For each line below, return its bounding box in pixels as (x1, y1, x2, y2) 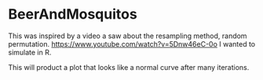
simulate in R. (8, 47, 52, 57)
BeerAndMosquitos (8, 5, 137, 23)
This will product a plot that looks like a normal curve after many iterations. (8, 62, 250, 71)
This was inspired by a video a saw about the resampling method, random (8, 31, 247, 40)
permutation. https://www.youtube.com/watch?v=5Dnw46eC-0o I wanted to (8, 39, 256, 48)
